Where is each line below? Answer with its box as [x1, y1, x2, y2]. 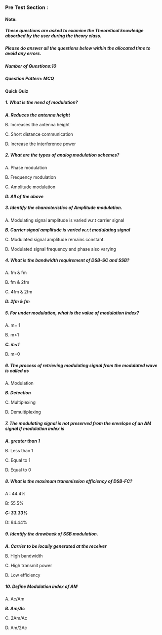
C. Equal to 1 [5, 457, 31, 463]
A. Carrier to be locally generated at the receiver [5, 543, 107, 549]
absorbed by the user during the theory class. [5, 33, 102, 39]
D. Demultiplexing [5, 409, 41, 415]
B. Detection [5, 390, 31, 396]
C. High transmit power [5, 563, 52, 569]
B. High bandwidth [5, 553, 43, 559]
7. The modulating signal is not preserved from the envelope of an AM [5, 421, 152, 426]
